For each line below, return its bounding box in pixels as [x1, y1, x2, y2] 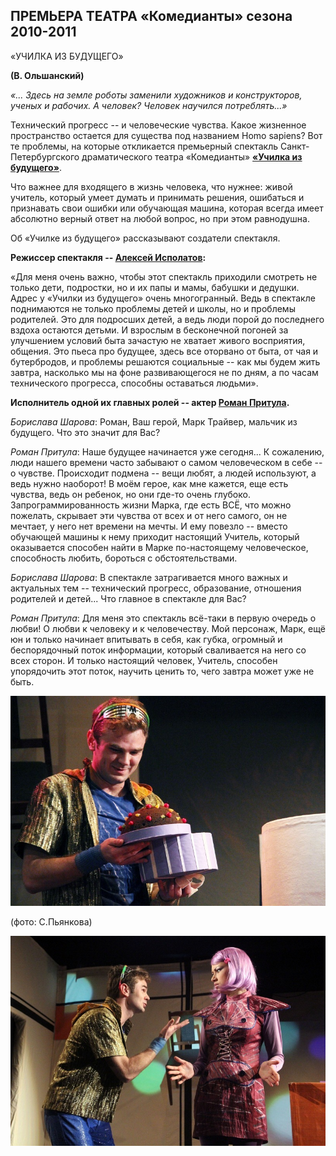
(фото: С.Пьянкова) [10, 915, 93, 928]
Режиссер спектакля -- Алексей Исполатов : [10, 251, 207, 263]
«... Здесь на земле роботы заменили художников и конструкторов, [10, 89, 303, 101]
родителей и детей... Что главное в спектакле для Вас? [10, 592, 247, 604]
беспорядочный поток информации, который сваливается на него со [10, 644, 307, 656]
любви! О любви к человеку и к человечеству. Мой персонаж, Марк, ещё [10, 622, 326, 634]
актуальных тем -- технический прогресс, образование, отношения [10, 582, 302, 594]
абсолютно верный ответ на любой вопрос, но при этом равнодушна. [10, 212, 311, 224]
